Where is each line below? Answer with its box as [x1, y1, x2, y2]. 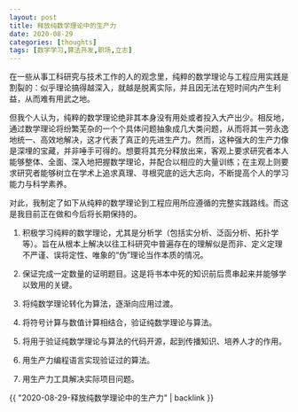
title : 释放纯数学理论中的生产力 [9, 21, 117, 30]
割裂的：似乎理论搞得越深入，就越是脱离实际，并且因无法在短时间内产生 [9, 82, 273, 93]
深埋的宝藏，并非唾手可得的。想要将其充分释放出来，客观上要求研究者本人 [16, 145, 289, 156]
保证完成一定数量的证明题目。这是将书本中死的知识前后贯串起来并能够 [21, 268, 279, 279]
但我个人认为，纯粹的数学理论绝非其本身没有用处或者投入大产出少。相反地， [9, 113, 289, 123]
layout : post [9, 12, 58, 22]
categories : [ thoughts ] [9, 37, 98, 47]
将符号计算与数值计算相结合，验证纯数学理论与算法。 [21, 317, 217, 328]
